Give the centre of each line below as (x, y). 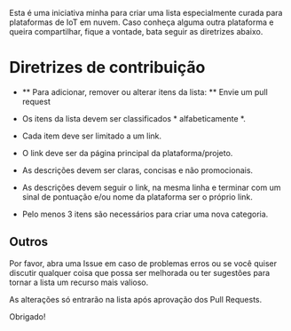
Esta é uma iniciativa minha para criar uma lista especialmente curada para (146, 13)
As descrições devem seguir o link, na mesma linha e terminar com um (151, 187)
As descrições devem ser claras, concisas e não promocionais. (138, 170)
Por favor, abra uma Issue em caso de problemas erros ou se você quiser (143, 263)
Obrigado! (28, 316)
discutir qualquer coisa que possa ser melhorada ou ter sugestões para (140, 272)
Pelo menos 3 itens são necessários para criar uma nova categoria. (145, 214)
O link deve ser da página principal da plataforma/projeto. (127, 153)
